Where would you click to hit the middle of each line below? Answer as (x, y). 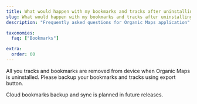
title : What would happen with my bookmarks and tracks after (84, 11)
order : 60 (23, 54)
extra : (14, 49)
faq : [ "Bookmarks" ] (35, 39)
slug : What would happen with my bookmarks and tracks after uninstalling (99, 17)
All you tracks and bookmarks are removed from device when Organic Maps (98, 71)
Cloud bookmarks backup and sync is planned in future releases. (85, 95)
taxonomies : (21, 33)
